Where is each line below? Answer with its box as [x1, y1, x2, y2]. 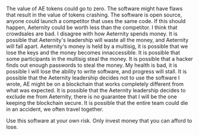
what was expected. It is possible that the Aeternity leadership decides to [6, 87, 186, 94]
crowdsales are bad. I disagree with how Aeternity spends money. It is [6, 30, 178, 37]
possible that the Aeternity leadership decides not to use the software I [6, 74, 180, 81]
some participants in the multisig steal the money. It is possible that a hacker [6, 56, 193, 62]
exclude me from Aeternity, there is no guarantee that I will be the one [6, 93, 177, 100]
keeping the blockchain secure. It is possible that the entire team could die [6, 99, 188, 106]
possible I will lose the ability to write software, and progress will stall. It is [6, 68, 187, 75]
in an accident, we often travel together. [6, 106, 104, 112]
